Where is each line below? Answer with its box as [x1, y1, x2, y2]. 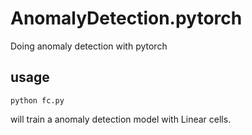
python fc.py [10, 95, 65, 106]
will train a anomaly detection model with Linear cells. [10, 113, 232, 125]
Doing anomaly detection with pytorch [10, 40, 168, 52]
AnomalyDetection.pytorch [10, 7, 243, 30]
